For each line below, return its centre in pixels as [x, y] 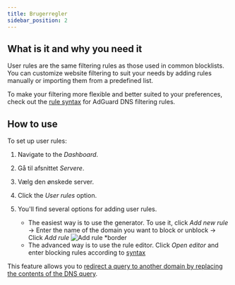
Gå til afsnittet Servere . [51, 168]
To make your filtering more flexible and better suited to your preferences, [115, 94]
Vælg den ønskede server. [55, 182]
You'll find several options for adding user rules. [87, 209]
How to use [32, 124]
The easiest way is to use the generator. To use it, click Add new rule [128, 223]
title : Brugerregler [38, 14]
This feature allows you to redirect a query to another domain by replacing [115, 266]
